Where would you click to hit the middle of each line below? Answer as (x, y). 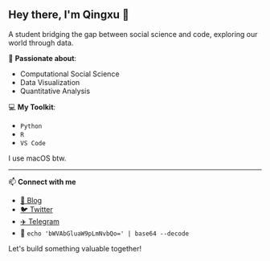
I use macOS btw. (37, 158)
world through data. (41, 43)
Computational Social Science (70, 74)
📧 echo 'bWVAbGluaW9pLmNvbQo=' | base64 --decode (104, 233)
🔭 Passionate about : (43, 58)
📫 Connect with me (42, 181)
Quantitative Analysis (55, 91)
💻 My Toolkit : (32, 107)
